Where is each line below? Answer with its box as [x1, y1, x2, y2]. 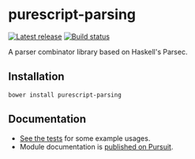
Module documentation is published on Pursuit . [19, 142, 174, 151]
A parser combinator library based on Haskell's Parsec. [8, 47, 188, 56]
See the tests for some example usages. [19, 133, 151, 143]
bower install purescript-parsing [8, 91, 122, 99]
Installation [8, 70, 65, 84]
